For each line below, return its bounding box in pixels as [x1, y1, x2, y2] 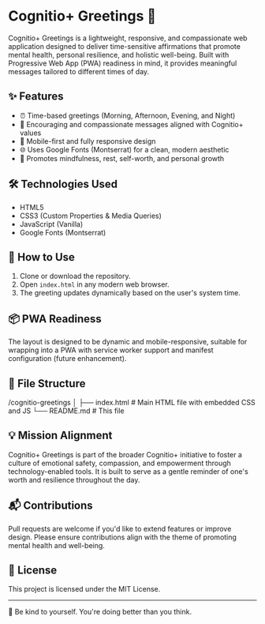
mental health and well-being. [8, 540, 105, 550]
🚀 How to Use [8, 250, 75, 264]
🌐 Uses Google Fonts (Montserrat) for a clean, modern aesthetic [19, 145, 230, 154]
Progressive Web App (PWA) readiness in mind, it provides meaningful [8, 58, 237, 68]
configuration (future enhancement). [8, 354, 127, 363]
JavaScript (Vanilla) [19, 219, 84, 228]
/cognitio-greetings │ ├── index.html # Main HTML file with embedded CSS [8, 398, 256, 407]
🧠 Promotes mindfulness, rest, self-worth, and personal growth [19, 153, 225, 163]
